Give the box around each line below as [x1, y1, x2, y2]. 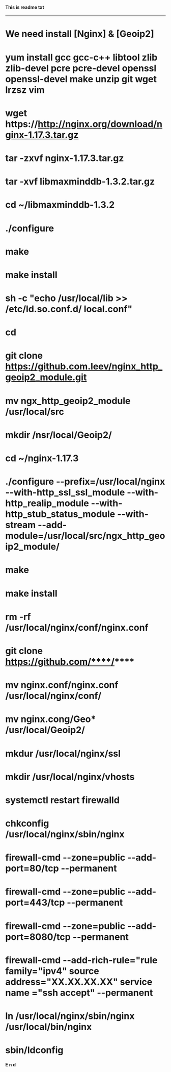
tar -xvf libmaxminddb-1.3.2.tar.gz [5, 176, 155, 187]
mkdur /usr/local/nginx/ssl [5, 747, 121, 759]
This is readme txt [5, 4, 44, 10]
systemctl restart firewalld [5, 794, 120, 806]
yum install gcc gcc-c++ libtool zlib [5, 52, 158, 63]
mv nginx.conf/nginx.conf [5, 679, 119, 691]
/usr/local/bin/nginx [5, 1021, 92, 1033]
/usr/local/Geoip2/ [5, 725, 85, 736]
